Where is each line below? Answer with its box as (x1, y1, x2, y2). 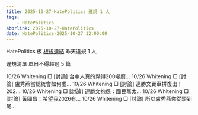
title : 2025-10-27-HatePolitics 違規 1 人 (6, 8, 110, 15)
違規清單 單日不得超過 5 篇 (6, 60, 71, 68)
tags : (6, 14, 20, 20)
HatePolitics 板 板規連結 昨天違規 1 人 (6, 48, 97, 55)
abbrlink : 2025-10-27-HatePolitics (6, 25, 94, 31)
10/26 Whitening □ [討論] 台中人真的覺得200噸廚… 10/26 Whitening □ (6, 73, 178, 80)
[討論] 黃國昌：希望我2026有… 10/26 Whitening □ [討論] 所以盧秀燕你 (6, 95, 177, 103)
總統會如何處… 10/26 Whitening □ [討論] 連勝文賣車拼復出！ (35, 81, 183, 88)
